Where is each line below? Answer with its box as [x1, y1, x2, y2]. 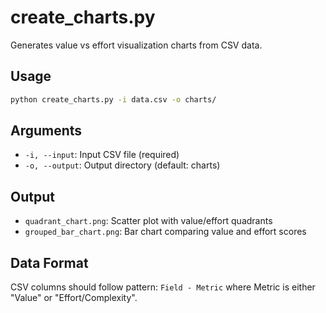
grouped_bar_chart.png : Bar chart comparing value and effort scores [24, 226, 307, 238]
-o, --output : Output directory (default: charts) [24, 159, 221, 171]
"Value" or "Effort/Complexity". [10, 292, 138, 304]
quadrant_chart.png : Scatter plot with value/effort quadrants [24, 215, 273, 227]
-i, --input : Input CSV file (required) [24, 149, 180, 161]
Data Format [10, 254, 89, 271]
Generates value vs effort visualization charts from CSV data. [10, 39, 263, 51]
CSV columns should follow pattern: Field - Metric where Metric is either [10, 281, 316, 293]
